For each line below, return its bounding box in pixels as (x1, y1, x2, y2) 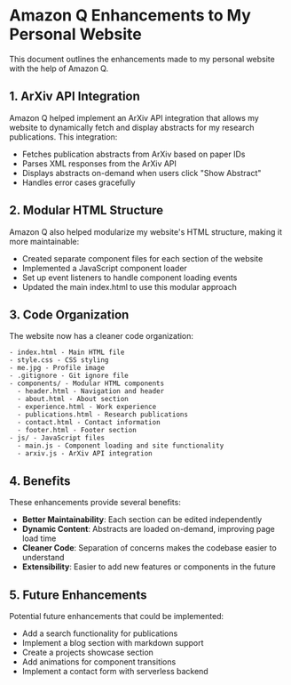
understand (21, 552, 65, 563)
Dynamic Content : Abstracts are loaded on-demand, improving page (21, 524, 275, 535)
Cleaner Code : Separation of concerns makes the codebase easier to (21, 543, 277, 553)
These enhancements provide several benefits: (9, 497, 182, 508)
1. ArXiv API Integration (9, 89, 140, 104)
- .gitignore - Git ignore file (9, 371, 129, 381)
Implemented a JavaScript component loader (21, 262, 188, 273)
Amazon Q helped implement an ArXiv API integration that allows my (9, 112, 259, 123)
